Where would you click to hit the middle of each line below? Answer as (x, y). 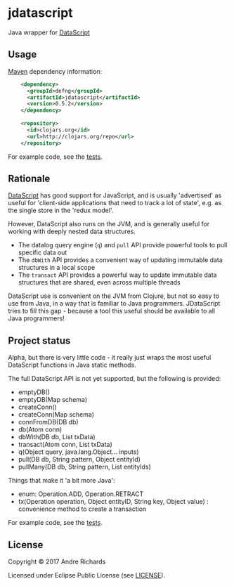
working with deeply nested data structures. (72, 232)
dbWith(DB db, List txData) (57, 437)
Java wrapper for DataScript (49, 32)
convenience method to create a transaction (82, 509)
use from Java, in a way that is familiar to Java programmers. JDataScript (114, 304)
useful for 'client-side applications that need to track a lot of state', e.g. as (115, 203)
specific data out (43, 253)
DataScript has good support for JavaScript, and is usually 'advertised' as (115, 195)
